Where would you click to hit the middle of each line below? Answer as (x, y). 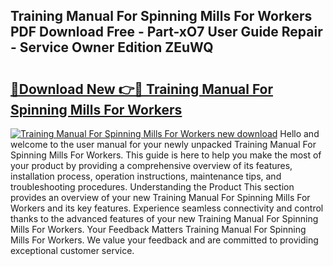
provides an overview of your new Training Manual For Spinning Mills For (160, 197)
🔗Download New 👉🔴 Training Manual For (142, 89)
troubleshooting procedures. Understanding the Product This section (152, 187)
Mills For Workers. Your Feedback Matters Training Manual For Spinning (158, 229)
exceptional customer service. (72, 250)
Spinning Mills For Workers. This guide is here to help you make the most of (166, 155)
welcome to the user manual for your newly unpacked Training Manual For (163, 144)
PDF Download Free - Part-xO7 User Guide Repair (166, 32)
